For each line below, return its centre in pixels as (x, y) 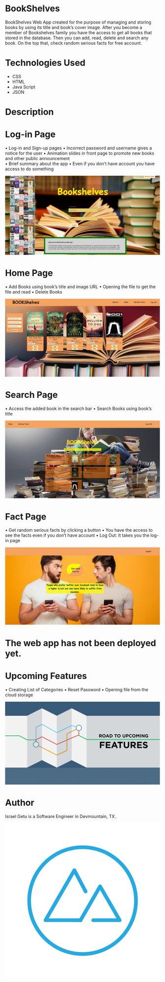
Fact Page (26, 517)
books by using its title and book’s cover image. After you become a (74, 27)
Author (20, 803)
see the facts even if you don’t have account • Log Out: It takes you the (77, 535)
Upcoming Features (46, 676)
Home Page (29, 273)
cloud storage (19, 695)
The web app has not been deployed (81, 643)
